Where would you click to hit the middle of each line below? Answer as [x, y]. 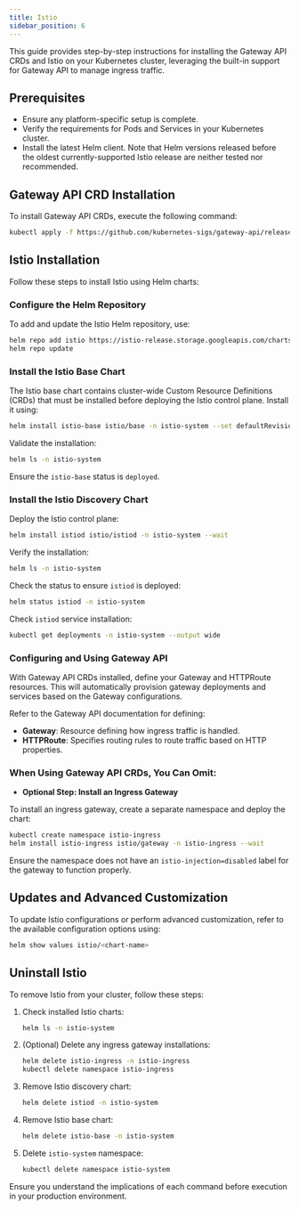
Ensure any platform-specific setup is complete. [110, 119]
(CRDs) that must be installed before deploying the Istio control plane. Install [149, 401]
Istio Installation [55, 260]
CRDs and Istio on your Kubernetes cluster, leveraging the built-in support [145, 61]
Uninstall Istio [48, 973]
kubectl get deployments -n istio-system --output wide [115, 635]
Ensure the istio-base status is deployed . [85, 476]
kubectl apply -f [41, 232]
